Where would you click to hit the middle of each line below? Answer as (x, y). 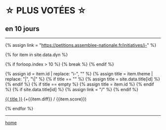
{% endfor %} (19, 109)
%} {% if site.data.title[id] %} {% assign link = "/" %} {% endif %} (72, 89)
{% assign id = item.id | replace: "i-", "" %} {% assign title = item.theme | (79, 74)
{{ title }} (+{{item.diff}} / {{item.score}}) (46, 99)
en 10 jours (22, 29)
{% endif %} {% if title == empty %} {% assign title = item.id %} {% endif (80, 84)
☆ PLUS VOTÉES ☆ (46, 11)
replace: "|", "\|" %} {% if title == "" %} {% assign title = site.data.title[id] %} (83, 79)
